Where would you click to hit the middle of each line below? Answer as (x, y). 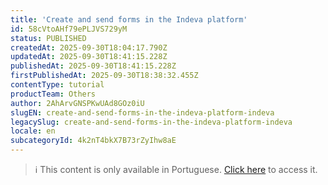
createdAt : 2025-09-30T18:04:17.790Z (89, 47)
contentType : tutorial (57, 85)
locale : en (33, 131)
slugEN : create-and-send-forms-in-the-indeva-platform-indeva (142, 112)
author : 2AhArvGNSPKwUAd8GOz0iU (77, 103)
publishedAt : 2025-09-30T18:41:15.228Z (93, 66)
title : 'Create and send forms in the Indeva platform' (129, 19)
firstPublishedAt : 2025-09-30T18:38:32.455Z (104, 76)
